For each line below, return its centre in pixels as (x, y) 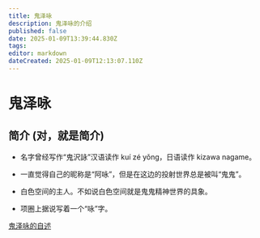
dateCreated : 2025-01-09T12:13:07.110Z (76, 62)
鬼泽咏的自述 (30, 225)
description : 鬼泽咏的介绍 (50, 23)
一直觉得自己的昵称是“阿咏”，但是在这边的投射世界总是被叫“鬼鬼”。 (133, 174)
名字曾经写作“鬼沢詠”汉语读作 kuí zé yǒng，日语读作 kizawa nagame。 (138, 157)
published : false (38, 31)
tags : (17, 46)
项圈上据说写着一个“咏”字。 (66, 208)
